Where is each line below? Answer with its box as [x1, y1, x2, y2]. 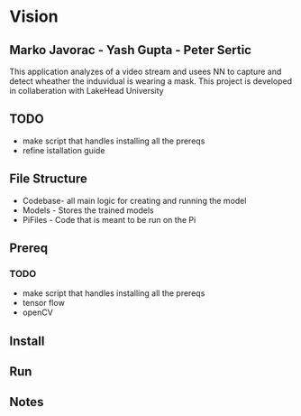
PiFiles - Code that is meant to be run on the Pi [22, 214, 196, 225]
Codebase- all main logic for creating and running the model [22, 195, 247, 206]
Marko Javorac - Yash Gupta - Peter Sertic [9, 42, 252, 58]
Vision [9, 6, 59, 27]
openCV [22, 307, 54, 318]
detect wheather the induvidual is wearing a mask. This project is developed [9, 76, 293, 87]
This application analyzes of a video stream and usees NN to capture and [9, 66, 282, 77]
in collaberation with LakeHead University [9, 86, 164, 96]
